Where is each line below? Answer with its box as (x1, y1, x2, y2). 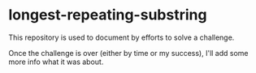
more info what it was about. (8, 57, 104, 67)
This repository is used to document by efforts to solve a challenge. (8, 32, 235, 42)
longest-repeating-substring (8, 6, 207, 24)
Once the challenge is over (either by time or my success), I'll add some (8, 48, 249, 58)
